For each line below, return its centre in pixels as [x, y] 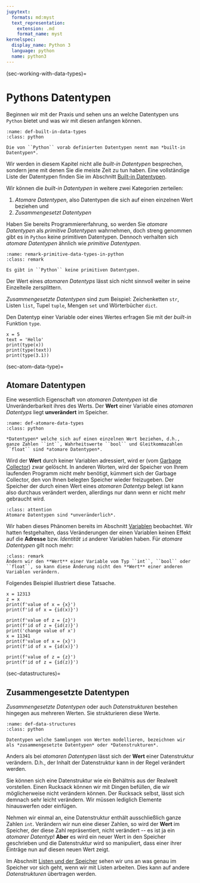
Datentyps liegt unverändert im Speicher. [57, 412]
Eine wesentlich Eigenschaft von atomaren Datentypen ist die [82, 400]
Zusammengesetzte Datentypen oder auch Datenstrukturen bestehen [92, 707]
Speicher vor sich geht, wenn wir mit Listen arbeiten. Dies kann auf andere [98, 867]
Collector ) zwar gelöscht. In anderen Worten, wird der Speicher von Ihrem [97, 467]
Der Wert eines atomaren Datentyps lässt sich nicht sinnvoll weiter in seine [99, 281]
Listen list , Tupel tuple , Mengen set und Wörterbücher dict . [82, 305]
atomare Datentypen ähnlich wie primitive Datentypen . [74, 243]
